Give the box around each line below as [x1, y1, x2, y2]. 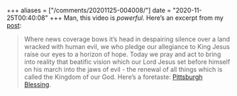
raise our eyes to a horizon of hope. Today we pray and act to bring [23, 50, 221, 58]
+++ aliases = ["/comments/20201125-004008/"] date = [6, 6, 172, 14]
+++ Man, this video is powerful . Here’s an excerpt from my [49, 14, 224, 22]
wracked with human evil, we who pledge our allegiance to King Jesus [23, 43, 230, 50]
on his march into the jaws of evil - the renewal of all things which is [23, 65, 223, 73]
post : [6, 21, 22, 29]
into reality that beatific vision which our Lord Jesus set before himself [23, 58, 231, 66]
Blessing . [23, 80, 51, 88]
